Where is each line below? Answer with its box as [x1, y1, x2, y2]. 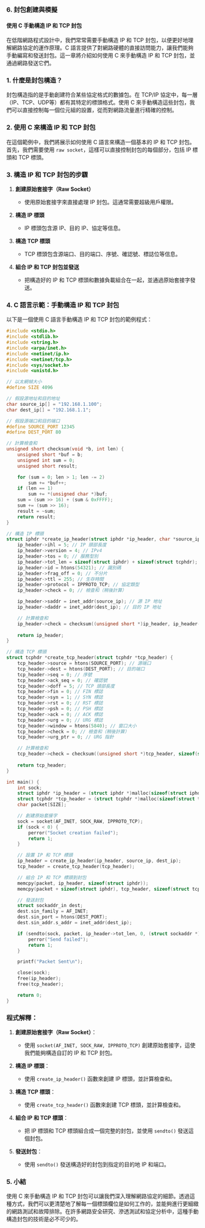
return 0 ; [17, 992, 43, 998]
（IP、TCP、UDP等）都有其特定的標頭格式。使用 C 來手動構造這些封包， [6, 99, 190, 106]
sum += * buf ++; [28, 480, 67, 486]
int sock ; [17, 784, 43, 791]
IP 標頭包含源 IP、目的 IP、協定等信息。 [24, 224, 124, 232]
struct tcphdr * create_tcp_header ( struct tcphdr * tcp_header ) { [6, 655, 173, 661]
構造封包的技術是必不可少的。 [6, 1215, 81, 1223]
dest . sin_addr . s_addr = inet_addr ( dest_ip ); [17, 920, 132, 926]
